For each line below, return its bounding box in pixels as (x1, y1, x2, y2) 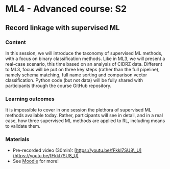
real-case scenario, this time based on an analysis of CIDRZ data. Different (5, 61, 162, 67)
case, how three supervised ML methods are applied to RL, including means (5, 118, 165, 124)
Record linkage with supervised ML (5, 23, 120, 32)
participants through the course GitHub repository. (5, 82, 111, 89)
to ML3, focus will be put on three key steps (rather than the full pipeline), (5, 66, 160, 72)
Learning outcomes (5, 95, 55, 102)
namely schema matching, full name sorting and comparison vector (5, 72, 148, 78)
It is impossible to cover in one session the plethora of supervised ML (5, 107, 152, 113)
